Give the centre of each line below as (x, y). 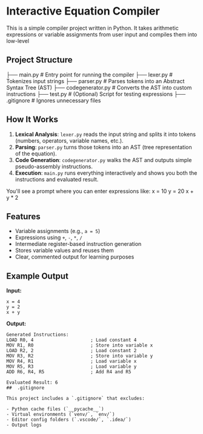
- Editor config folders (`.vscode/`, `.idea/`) (69, 420)
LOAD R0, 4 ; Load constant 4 (72, 340)
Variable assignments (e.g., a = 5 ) (58, 231)
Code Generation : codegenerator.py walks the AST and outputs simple (103, 160)
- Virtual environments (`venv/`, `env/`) (61, 415)
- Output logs (24, 425)
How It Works (32, 120)
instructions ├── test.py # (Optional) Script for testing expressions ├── (96, 94)
